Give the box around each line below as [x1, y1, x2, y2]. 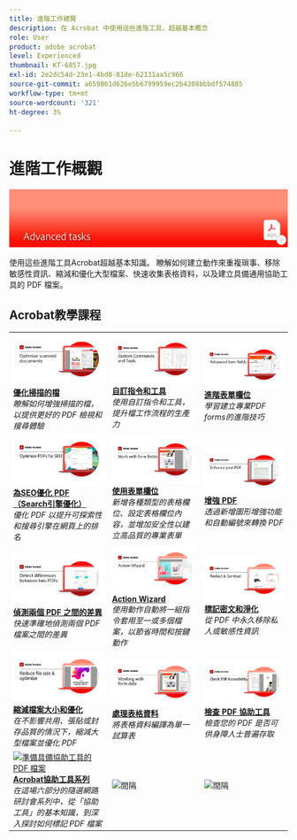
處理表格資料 [111, 708, 159, 719]
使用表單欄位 [111, 485, 159, 496]
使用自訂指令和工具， [111, 397, 190, 407]
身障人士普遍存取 [211, 728, 275, 739]
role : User [9, 33, 49, 42]
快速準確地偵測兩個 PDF [12, 618, 101, 628]
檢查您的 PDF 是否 [204, 718, 270, 728]
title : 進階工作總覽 [9, 14, 77, 23]
